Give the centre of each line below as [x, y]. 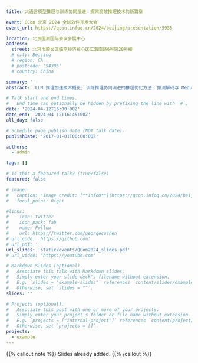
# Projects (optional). [35, 304]
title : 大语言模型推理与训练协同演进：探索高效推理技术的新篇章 [75, 12]
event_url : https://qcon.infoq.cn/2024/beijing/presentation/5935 [89, 28]
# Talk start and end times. [42, 98]
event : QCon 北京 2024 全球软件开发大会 [52, 22]
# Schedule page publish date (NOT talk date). [66, 130]
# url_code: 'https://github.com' [49, 239]
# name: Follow [29, 228]
